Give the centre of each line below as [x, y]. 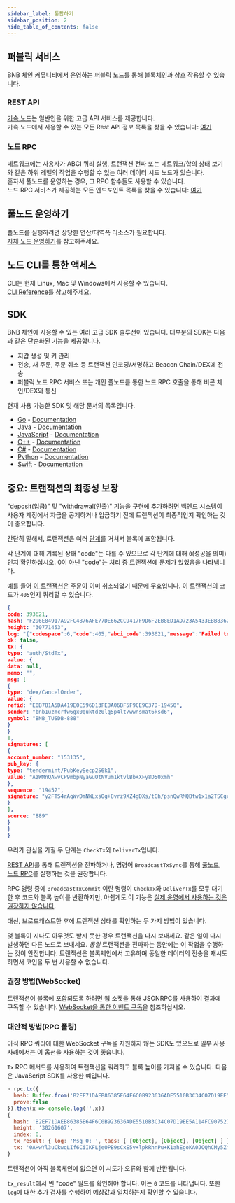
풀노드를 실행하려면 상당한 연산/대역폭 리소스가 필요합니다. [87, 232]
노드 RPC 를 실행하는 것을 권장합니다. [57, 873]
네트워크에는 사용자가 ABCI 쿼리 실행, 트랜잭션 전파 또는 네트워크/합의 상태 [109, 163]
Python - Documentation [53, 457]
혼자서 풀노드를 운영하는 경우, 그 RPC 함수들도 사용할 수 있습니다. [96, 181]
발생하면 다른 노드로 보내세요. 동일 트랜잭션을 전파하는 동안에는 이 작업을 [106, 944]
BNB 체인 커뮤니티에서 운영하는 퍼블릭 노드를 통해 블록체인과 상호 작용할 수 [109, 75]
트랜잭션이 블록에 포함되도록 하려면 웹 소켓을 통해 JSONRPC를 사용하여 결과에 [114, 998]
